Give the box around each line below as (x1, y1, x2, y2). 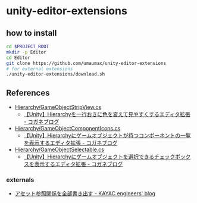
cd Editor (6, 55, 31, 61)
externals (6, 176, 35, 184)
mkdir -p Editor (6, 49, 46, 55)
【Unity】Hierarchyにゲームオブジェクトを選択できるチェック (23, 153, 176, 160)
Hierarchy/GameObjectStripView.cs (14, 104, 102, 111)
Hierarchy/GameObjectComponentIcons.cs (14, 125, 121, 132)
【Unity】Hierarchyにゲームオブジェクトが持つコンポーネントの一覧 (23, 132, 192, 139)
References (6, 88, 50, 98)
